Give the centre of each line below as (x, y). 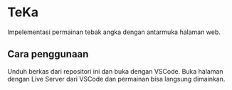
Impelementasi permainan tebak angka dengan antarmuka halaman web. (114, 32)
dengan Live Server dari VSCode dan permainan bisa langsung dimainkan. (116, 79)
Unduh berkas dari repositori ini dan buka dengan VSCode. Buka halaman (115, 71)
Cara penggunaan (48, 54)
